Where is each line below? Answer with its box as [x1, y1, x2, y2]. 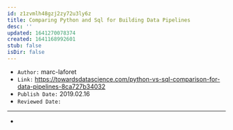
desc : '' [7, 23, 33, 30]
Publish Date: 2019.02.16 [17, 89, 90, 98]
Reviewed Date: [17, 98, 62, 105]
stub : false [7, 42, 42, 49]
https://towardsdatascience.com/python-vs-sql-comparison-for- [34, 75, 221, 83]
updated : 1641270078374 [7, 29, 76, 37]
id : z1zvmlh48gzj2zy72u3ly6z [7, 10, 92, 17]
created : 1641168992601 [7, 36, 76, 43]
